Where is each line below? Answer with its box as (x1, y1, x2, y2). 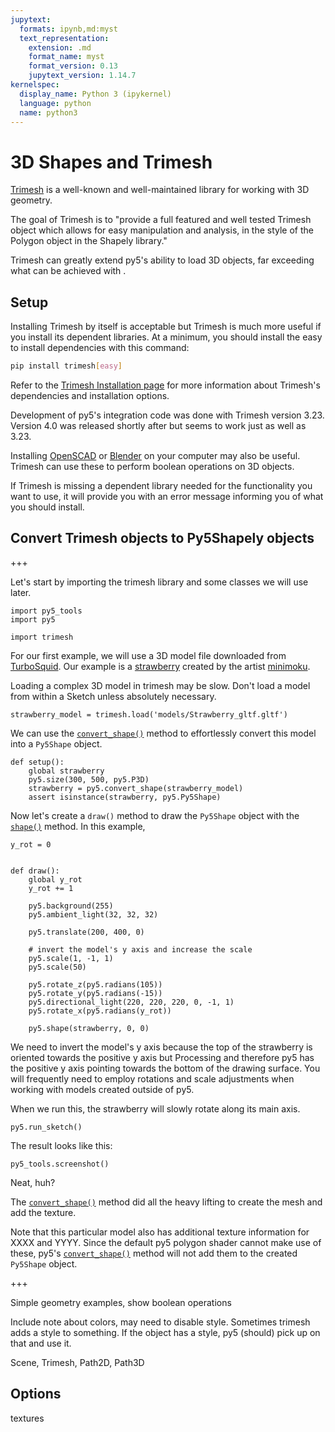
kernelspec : (10, 80, 60, 90)
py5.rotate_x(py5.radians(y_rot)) (28, 1006, 172, 1016)
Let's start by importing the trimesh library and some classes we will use (10, 576, 309, 588)
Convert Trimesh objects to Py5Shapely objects (10, 530, 315, 547)
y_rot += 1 (28, 883, 74, 893)
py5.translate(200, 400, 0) (28, 927, 145, 937)
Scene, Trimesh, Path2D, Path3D (10, 1356, 145, 1368)
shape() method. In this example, (10, 820, 146, 832)
